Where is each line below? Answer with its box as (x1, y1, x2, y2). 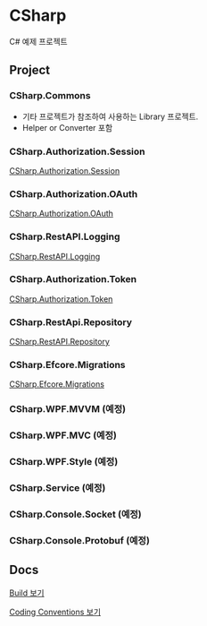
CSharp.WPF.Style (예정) (9, 456, 119, 468)
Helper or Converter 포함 (21, 122, 113, 133)
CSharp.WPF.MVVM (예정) (9, 403, 127, 416)
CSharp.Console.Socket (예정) (9, 508, 143, 520)
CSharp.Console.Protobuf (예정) (9, 534, 150, 546)
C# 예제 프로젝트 (9, 36, 69, 47)
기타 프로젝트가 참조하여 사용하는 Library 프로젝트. (21, 111, 199, 122)
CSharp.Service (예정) (9, 482, 106, 494)
